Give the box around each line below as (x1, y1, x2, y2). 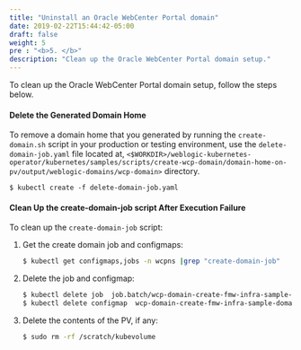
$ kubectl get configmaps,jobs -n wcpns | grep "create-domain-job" (22, 257, 281, 266)
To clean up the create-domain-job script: (9, 222, 164, 233)
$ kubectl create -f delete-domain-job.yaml (9, 183, 179, 193)
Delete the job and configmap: (22, 273, 135, 284)
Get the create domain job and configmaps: (22, 240, 184, 250)
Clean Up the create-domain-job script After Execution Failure (9, 202, 246, 213)
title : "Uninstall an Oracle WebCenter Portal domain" (9, 13, 219, 22)
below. (9, 89, 34, 100)
